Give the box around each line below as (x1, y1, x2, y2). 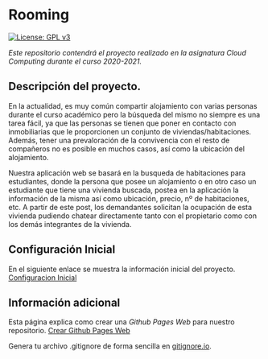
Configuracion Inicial (8, 272, 77, 283)
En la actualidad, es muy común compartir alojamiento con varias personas (8, 101, 258, 110)
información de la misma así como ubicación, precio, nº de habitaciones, (8, 193, 249, 203)
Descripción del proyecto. (8, 80, 142, 93)
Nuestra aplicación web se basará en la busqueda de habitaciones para (8, 167, 246, 178)
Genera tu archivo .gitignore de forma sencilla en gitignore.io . (8, 341, 212, 351)
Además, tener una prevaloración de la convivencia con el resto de (8, 135, 230, 145)
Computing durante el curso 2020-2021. (8, 56, 142, 66)
